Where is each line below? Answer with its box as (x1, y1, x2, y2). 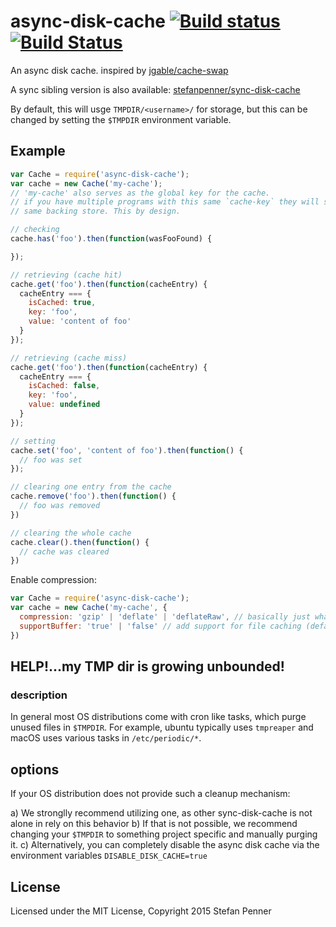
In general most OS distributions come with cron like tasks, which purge (10, 711, 307, 723)
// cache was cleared (19, 546, 110, 557)
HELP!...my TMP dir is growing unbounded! (10, 658, 285, 675)
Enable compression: (10, 574, 97, 586)
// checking (10, 225, 60, 235)
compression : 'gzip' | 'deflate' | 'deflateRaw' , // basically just (19, 612, 311, 622)
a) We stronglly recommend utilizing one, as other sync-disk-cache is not (10, 807, 313, 819)
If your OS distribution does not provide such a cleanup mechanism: (10, 788, 291, 800)
